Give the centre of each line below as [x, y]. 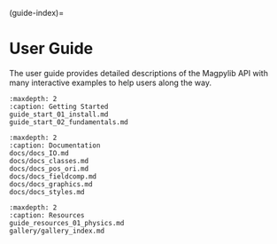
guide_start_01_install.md [59, 114]
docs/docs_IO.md [39, 153]
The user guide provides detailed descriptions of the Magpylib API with [138, 73]
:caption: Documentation [55, 146]
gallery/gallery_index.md [57, 231]
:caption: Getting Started [59, 106]
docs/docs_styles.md [47, 192]
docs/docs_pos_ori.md [49, 169]
